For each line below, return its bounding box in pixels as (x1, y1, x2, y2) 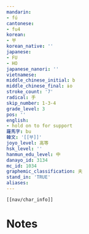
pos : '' (6, 111, 26, 118)
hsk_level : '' (6, 145, 43, 152)
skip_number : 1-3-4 (6, 100, 56, 106)
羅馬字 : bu (6, 129, 32, 135)
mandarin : (6, 9, 32, 15)
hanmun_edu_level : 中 (6, 151, 61, 157)
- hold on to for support (6, 123, 72, 129)
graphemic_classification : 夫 (6, 168, 83, 175)
